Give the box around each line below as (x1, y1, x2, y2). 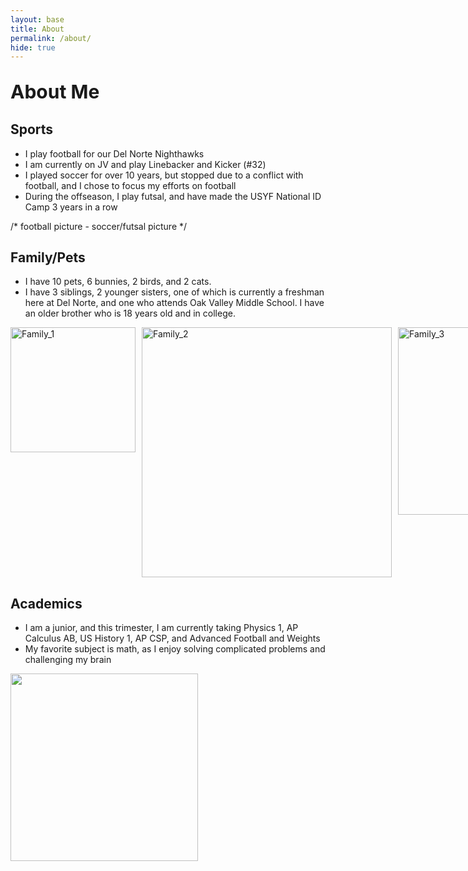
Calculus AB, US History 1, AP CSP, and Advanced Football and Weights (24, 632, 321, 645)
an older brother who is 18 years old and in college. (24, 307, 236, 320)
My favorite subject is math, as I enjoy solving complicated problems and (24, 643, 326, 655)
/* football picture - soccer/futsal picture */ (10, 220, 188, 232)
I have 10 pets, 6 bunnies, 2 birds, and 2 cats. (24, 276, 212, 288)
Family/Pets (10, 249, 86, 266)
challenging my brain (24, 654, 112, 666)
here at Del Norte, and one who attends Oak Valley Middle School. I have (24, 297, 325, 309)
